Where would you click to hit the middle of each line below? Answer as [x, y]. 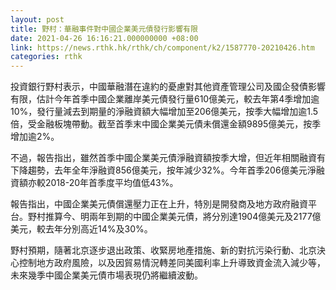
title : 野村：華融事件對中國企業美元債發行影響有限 [104, 29]
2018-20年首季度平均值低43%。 [111, 183]
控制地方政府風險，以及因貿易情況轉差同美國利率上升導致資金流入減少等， [172, 263]
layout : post [37, 19]
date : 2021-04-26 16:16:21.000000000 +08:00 [104, 38]
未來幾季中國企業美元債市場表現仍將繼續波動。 [106, 275]
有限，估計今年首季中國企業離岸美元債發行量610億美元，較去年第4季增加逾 [165, 99]
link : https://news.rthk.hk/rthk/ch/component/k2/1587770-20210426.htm [162, 47]
